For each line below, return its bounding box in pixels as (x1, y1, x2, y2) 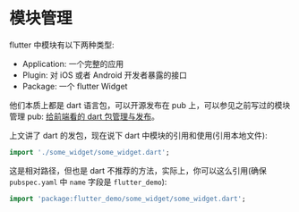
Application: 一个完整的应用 (21, 58, 124, 69)
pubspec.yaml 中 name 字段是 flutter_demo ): (9, 176, 167, 187)
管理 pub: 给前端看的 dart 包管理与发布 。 (9, 111, 159, 122)
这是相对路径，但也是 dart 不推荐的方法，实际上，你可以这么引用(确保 (9, 165, 267, 175)
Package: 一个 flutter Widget (21, 81, 128, 91)
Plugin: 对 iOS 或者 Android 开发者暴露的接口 (21, 69, 188, 81)
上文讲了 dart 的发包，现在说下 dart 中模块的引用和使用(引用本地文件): (9, 130, 269, 140)
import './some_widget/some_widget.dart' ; (9, 148, 170, 157)
